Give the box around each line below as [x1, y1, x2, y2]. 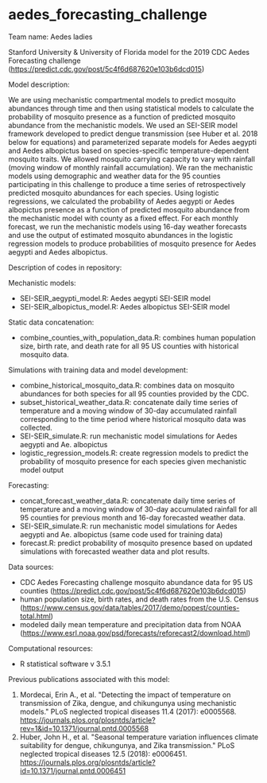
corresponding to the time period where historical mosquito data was [19, 414, 246, 423]
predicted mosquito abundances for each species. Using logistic [8, 188, 219, 197]
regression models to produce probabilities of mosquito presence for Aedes [8, 239, 257, 248]
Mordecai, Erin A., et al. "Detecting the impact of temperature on [19, 690, 231, 699]
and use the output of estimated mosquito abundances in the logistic [8, 230, 234, 240]
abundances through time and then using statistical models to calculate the [8, 103, 254, 113]
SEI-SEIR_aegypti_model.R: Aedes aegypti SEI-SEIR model [19, 293, 211, 303]
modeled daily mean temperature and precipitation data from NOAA [19, 619, 242, 629]
